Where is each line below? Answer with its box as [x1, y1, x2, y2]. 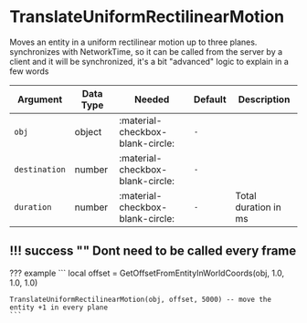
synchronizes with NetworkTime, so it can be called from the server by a [9, 46, 283, 57]
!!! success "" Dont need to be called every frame [9, 244, 297, 259]
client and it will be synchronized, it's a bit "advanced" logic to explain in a [9, 56, 290, 67]
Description [238, 93, 291, 106]
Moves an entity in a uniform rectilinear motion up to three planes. [9, 36, 258, 47]
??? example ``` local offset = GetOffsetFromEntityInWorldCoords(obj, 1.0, [9, 267, 285, 278]
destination [14, 164, 67, 174]
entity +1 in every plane [9, 303, 108, 312]
